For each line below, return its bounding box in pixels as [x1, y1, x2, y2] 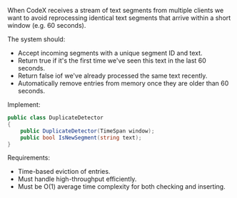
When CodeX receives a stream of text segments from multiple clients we [7, 6, 224, 14]
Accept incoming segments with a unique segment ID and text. [17, 49, 203, 57]
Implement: [7, 100, 41, 109]
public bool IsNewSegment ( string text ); [20, 134, 142, 141]
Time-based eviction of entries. [17, 167, 111, 176]
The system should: [7, 35, 66, 43]
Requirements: [7, 153, 50, 162]
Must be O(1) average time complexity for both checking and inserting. [17, 182, 226, 191]
